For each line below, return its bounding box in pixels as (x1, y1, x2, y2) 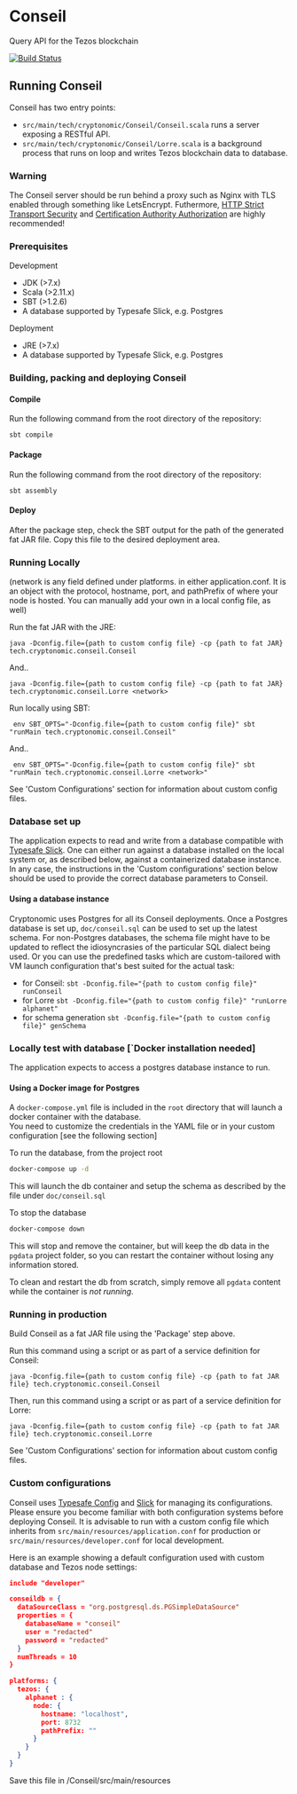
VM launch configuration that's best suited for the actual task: (9, 960, 235, 971)
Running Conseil (9, 78, 103, 94)
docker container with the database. (9, 1112, 142, 1122)
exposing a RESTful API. (21, 129, 111, 139)
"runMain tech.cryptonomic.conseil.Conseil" (9, 728, 176, 737)
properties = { (17, 1611, 74, 1620)
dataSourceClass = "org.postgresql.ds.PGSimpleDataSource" (17, 1603, 240, 1612)
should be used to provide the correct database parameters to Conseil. (9, 873, 269, 884)
